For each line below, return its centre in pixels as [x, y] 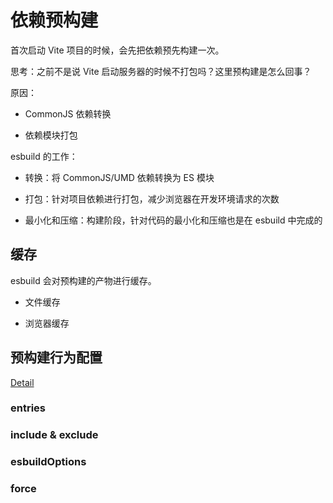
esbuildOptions [48, 462]
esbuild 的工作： [44, 156]
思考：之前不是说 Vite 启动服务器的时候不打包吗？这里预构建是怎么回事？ [161, 71]
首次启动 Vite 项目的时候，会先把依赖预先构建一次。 [117, 50]
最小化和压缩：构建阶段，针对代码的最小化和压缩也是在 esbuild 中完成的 [173, 220]
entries [28, 408]
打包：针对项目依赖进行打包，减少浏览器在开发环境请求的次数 [152, 198]
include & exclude [54, 435]
